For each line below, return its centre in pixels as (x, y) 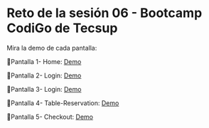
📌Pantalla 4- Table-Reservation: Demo (63, 103)
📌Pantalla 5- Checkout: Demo (50, 117)
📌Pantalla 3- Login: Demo (44, 89)
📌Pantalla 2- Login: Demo (44, 75)
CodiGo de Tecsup (62, 28)
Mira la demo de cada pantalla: (52, 48)
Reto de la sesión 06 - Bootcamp (104, 13)
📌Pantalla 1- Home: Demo (44, 61)
